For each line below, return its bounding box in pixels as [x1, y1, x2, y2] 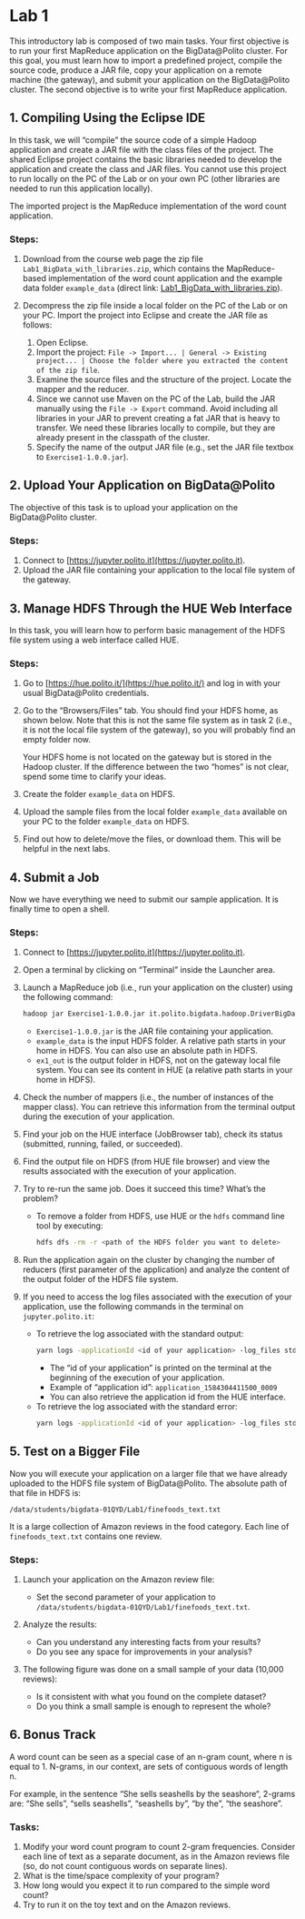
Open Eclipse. [35, 338, 89, 348]
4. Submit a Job [9, 870, 100, 885]
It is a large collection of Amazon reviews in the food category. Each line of [9, 1520, 290, 1531]
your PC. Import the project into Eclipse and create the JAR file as [22, 310, 269, 321]
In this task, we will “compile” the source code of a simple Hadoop [9, 134, 257, 146]
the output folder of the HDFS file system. [22, 1274, 179, 1285]
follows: [22, 319, 53, 330]
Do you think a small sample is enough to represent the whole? [35, 1701, 271, 1712]
